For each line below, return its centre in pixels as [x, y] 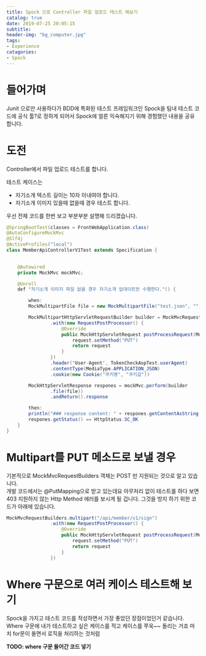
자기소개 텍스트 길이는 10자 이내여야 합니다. [67, 195]
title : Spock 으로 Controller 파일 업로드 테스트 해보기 [72, 12]
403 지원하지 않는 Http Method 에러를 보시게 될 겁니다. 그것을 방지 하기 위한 [98, 499]
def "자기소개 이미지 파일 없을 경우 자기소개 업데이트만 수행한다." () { [97, 289]
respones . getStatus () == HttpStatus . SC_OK [83, 420]
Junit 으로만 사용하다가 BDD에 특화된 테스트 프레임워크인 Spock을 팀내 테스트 [100, 108]
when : [36, 301]
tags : [13, 41]
